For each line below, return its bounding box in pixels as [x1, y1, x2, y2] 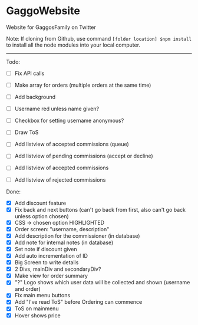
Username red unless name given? [14, 105, 99, 113]
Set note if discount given [14, 245, 77, 252]
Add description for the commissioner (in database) [14, 232, 140, 239]
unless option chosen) [14, 212, 69, 219]
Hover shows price [14, 311, 61, 319]
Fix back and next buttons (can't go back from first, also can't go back [14, 206, 186, 213]
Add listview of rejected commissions [14, 176, 106, 183]
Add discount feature [14, 199, 67, 206]
